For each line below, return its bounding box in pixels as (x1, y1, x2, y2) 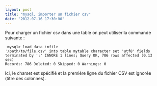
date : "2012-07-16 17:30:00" (5, 16, 65, 21)
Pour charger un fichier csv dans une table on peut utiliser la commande (5, 30, 151, 36)
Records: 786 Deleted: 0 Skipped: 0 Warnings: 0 (5, 62, 106, 67)
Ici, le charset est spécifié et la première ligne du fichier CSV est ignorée (5, 70, 151, 76)
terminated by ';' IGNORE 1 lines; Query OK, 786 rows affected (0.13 (5, 53, 153, 58)
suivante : (5, 35, 25, 41)
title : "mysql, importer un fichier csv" (5, 12, 91, 17)
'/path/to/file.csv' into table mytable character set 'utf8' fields (5, 49, 151, 54)
